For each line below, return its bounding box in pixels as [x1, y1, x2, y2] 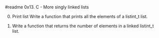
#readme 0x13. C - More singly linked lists [5, 4, 89, 10]
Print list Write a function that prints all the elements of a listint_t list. [12, 14, 148, 19]
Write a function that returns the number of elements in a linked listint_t [12, 23, 154, 29]
